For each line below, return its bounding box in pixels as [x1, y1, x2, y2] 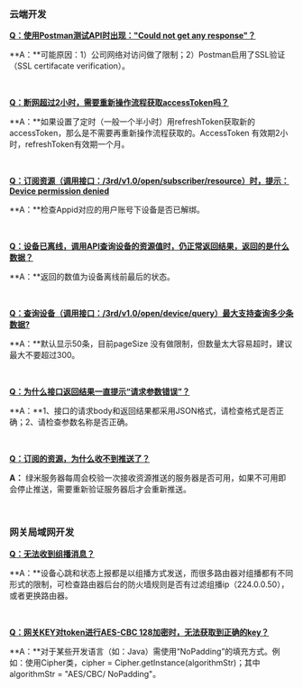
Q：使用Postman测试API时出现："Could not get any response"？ [9, 30, 256, 41]
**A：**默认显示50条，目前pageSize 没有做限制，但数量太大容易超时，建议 [9, 338, 293, 349]
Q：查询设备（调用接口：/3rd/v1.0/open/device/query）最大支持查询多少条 [9, 308, 294, 319]
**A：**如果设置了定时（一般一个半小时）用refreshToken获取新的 [9, 116, 255, 127]
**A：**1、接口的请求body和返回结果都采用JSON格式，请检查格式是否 [9, 406, 277, 417]
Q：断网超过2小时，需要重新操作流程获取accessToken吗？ [9, 97, 229, 108]
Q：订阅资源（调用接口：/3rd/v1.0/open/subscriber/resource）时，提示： [9, 176, 290, 187]
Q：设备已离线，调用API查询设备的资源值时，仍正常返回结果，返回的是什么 [9, 241, 290, 252]
